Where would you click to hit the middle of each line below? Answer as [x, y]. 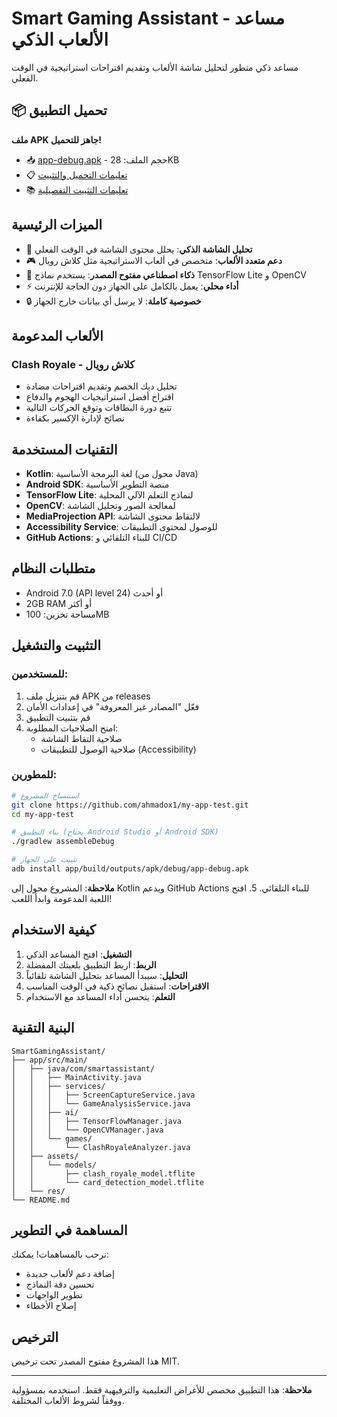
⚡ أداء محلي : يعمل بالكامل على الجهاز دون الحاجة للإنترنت [132, 286]
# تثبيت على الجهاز [44, 860]
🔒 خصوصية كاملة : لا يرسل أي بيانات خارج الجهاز [113, 301]
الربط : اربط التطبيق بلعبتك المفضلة [91, 964]
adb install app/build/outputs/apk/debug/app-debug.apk [130, 869]
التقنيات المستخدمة [64, 449]
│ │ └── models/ [54, 1165]
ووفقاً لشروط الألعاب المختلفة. [68, 1401]
